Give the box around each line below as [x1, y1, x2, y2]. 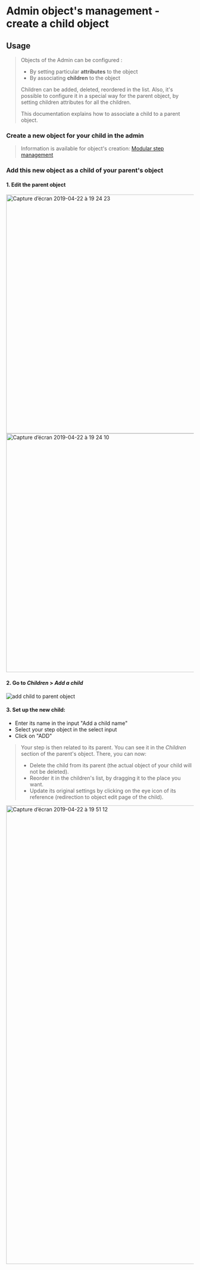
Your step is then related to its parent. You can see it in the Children [20, 743, 186, 751]
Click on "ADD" [14, 732, 52, 739]
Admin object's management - [6, 4, 160, 18]
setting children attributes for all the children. [20, 99, 132, 106]
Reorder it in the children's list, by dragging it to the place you [29, 774, 181, 782]
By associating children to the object [29, 75, 121, 81]
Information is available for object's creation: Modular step [20, 145, 164, 152]
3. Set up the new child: [6, 706, 65, 714]
